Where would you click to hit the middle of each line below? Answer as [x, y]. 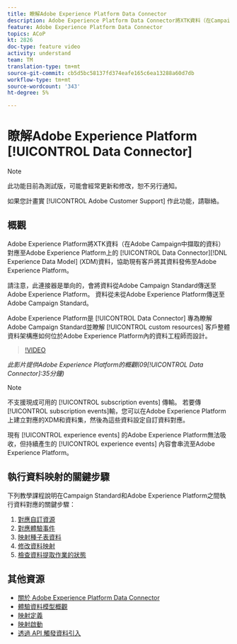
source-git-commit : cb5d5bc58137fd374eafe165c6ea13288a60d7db [101, 73]
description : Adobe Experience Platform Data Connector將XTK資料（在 [109, 21]
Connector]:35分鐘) [36, 373]
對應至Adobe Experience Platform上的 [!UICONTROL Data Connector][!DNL [117, 253]
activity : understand [39, 54]
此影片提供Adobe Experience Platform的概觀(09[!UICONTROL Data [105, 364]
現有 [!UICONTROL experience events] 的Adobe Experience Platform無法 [114, 435]
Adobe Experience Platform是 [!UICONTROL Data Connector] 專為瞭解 [110, 318]
